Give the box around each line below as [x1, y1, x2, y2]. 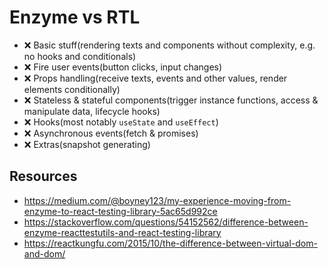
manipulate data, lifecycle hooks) [23, 105, 161, 117]
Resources [9, 168, 78, 185]
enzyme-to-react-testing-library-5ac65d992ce [23, 205, 218, 217]
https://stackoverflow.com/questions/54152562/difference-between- [23, 216, 309, 228]
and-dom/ [23, 247, 66, 260]
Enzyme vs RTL [9, 6, 141, 29]
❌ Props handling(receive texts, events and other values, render [23, 72, 288, 84]
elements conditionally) [23, 83, 121, 95]
